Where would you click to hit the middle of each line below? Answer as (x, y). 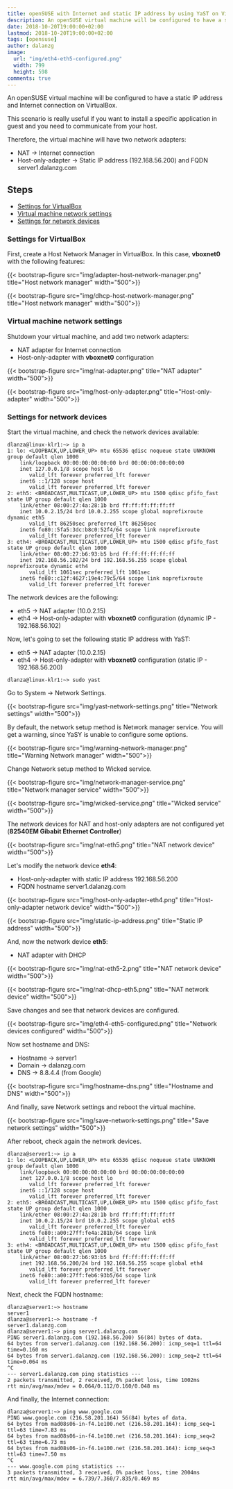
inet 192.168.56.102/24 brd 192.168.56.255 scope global (104, 560)
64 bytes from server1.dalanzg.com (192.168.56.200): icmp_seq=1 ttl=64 (114, 1344)
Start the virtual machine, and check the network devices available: (103, 432)
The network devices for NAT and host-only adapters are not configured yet (116, 824)
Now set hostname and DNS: (49, 1045)
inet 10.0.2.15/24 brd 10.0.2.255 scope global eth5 (97, 1221)
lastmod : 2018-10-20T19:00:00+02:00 (60, 33)
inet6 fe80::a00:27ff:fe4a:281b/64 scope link (88, 1233)
